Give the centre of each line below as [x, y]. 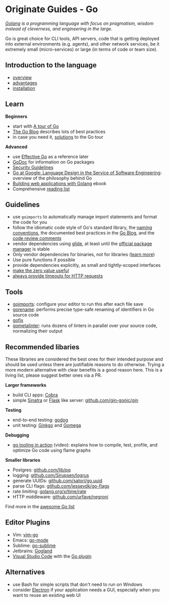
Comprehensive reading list [41, 189]
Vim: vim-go [25, 535]
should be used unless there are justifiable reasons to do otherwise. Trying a [85, 365]
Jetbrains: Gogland [32, 551]
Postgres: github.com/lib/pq [42, 470]
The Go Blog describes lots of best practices [59, 131]
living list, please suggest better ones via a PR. [54, 375]
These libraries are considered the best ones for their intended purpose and [84, 359]
